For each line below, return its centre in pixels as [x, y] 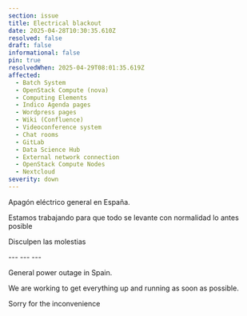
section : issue [34, 16]
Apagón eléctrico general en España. [69, 202]
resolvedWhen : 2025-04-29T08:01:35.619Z [77, 68]
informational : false [44, 53]
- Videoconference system [59, 127]
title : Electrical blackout [55, 23]
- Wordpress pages [46, 113]
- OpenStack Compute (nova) [62, 90]
